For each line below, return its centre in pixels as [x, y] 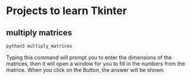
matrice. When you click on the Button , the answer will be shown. [85, 70]
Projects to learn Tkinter [67, 11]
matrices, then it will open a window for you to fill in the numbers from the [96, 64]
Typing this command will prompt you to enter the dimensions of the [89, 57]
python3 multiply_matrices [39, 46]
